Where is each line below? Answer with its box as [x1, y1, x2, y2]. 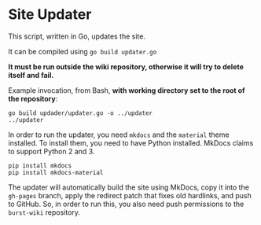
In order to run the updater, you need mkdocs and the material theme [8, 130, 230, 139]
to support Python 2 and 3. [8, 146, 95, 156]
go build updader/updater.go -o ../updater [8, 109, 153, 117]
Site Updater [8, 6, 92, 24]
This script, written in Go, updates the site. [8, 31, 145, 41]
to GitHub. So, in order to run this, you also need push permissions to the [8, 199, 244, 208]
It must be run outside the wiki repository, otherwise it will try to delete [8, 61, 244, 72]
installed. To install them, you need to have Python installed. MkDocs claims [8, 138, 254, 147]
